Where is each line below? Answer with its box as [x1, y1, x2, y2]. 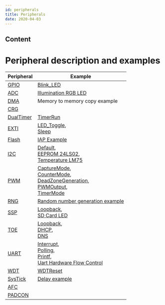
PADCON [7, 292, 29, 299]
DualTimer [7, 113, 32, 120]
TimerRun [37, 113, 61, 120]
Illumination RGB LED [37, 89, 87, 96]
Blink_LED [37, 81, 61, 88]
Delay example [37, 275, 72, 282]
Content [5, 35, 31, 43]
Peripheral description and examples [5, 55, 161, 66]
